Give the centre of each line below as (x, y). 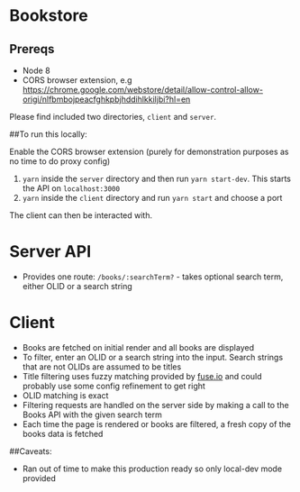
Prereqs (32, 49)
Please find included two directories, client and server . (113, 117)
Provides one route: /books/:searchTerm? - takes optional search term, (153, 277)
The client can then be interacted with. (81, 215)
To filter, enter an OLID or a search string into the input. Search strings (153, 357)
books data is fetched (63, 433)
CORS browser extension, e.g (77, 80)
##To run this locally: (48, 134)
